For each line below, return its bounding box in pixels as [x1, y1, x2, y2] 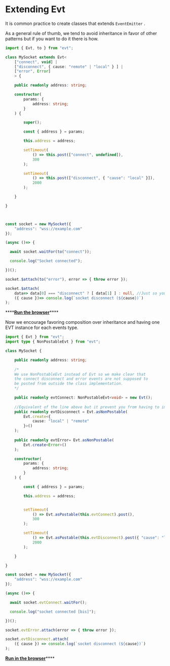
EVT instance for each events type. [5, 324, 78, 331]
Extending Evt [5, 4, 66, 15]
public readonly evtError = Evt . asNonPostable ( [14, 437, 114, 443]
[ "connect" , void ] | [14, 59, 58, 65]
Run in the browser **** [5, 655, 55, 661]
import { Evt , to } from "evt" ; [5, 45, 73, 50]
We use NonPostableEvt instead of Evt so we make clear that [14, 372, 146, 377]
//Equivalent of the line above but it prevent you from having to [14, 404, 159, 410]
